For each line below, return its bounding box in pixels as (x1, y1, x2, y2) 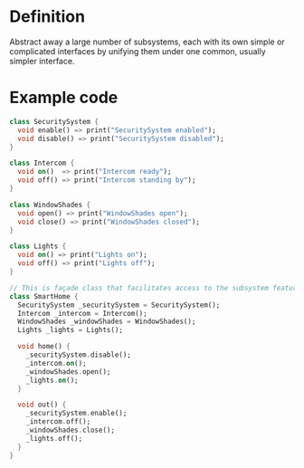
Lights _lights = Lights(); (17, 326, 124, 335)
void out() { (17, 400, 67, 409)
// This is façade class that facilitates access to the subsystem (9, 283, 270, 292)
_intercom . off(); (25, 417, 91, 426)
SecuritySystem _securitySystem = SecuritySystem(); (17, 301, 221, 310)
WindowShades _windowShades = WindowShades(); (17, 317, 196, 327)
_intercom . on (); (25, 358, 88, 368)
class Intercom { (9, 158, 75, 168)
